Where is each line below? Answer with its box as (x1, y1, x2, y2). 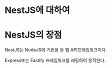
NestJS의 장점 (4, 29, 62, 40)
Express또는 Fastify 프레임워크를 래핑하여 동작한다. (4, 57, 106, 63)
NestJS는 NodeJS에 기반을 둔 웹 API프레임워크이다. (4, 47, 107, 53)
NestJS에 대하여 (4, 4, 70, 16)
